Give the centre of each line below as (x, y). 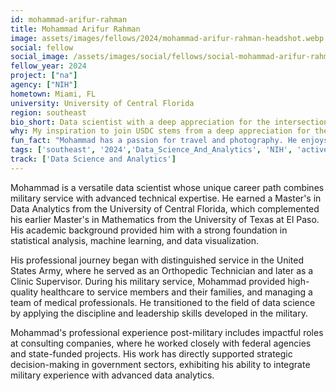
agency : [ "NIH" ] (44, 85)
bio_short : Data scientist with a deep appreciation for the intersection (169, 122)
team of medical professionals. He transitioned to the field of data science (163, 302)
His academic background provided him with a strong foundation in (149, 230)
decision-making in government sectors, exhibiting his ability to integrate (160, 364)
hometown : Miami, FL (53, 94)
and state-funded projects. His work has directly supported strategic (151, 353)
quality (24, 292)
